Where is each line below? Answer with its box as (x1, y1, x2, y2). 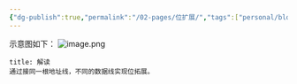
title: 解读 (9, 57, 50, 66)
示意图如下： (9, 38, 56, 49)
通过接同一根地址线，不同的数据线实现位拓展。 (9, 67, 155, 76)
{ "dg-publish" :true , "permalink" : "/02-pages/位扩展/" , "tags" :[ (9, 12, 240, 22)
